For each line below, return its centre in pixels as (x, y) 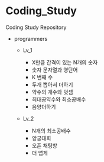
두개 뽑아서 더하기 (52, 85)
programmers (31, 38)
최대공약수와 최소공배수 (59, 99)
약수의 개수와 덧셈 (52, 92)
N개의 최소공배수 (51, 131)
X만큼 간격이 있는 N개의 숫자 (65, 62)
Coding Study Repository (36, 27)
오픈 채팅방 (44, 145)
